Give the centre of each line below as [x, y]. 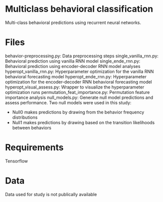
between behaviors [32, 128]
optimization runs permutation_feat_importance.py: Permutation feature [77, 92]
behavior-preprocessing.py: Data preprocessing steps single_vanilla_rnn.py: [82, 56]
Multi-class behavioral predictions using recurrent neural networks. [73, 22]
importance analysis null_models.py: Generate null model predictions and [79, 97]
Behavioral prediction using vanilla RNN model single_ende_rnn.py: [73, 61]
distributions [25, 117]
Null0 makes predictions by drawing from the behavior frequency [78, 112]
